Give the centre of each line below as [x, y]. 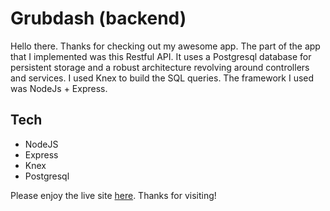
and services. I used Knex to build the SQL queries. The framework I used [162, 78]
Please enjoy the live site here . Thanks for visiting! [113, 195]
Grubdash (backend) [98, 18]
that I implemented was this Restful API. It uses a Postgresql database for [161, 56]
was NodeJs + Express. [59, 88]
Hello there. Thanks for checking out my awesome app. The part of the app [165, 46]
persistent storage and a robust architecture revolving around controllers [160, 67]
